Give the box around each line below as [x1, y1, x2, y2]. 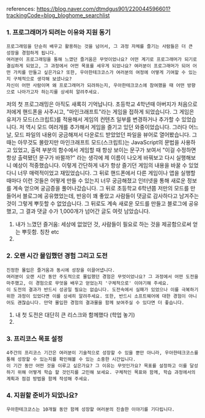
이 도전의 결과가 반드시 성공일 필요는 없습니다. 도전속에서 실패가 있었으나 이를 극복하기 [6, 286, 199, 293]
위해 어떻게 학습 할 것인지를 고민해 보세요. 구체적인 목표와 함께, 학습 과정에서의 [17, 369, 196, 375]
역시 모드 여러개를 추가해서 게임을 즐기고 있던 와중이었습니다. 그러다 [25, 124, 188, 131]
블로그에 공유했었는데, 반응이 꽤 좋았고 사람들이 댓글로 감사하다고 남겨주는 [22, 192, 199, 200]
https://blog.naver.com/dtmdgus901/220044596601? [36, 6, 171, 12]
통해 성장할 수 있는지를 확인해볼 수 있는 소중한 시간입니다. [6, 356, 136, 362]
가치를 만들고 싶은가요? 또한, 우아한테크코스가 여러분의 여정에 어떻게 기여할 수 [13, 70, 186, 76]
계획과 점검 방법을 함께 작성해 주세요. [6, 376, 90, 382]
